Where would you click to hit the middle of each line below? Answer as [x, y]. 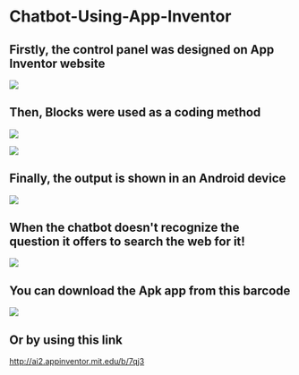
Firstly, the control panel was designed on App [142, 50]
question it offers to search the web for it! [128, 242]
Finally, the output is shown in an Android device [148, 179]
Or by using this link [66, 340]
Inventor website [57, 63]
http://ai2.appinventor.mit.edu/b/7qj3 [77, 362]
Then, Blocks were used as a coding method [135, 112]
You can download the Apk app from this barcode [150, 290]
